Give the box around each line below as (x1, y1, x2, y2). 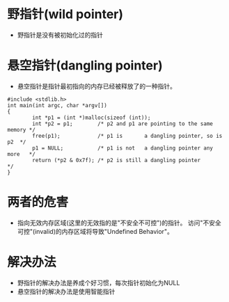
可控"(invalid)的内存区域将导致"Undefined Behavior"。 (17, 227, 174, 235)
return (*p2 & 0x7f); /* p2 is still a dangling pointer (32, 157, 200, 164)
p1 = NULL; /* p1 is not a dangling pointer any (32, 144, 214, 152)
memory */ (7, 126, 36, 133)
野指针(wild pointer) (7, 6, 124, 22)
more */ (7, 150, 36, 157)
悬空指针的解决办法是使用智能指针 (17, 287, 116, 296)
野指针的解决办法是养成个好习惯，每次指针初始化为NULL (17, 278, 180, 287)
